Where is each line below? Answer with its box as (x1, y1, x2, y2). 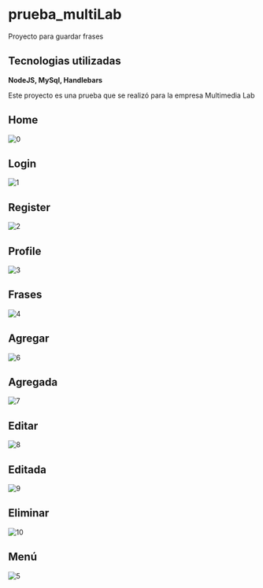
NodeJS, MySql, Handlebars (8, 75, 103, 84)
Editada (8, 463, 47, 476)
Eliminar (8, 506, 50, 520)
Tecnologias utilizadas (8, 54, 121, 68)
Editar (8, 419, 39, 432)
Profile (8, 244, 42, 257)
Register (8, 201, 51, 214)
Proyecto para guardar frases (8, 31, 104, 41)
